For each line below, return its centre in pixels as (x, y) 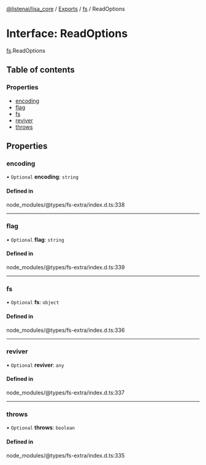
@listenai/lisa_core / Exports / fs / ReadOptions (66, 9)
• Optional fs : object (33, 302)
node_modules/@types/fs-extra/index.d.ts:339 (66, 267)
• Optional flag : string (35, 239)
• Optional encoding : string (43, 177)
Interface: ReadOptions (67, 34)
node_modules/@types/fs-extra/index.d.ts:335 (66, 455)
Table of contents (40, 70)
